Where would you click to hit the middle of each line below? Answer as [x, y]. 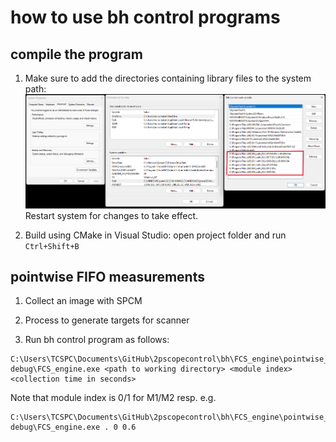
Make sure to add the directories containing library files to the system [168, 78]
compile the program [76, 54]
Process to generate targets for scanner [107, 320]
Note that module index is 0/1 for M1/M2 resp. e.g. [113, 398]
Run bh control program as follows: [97, 340]
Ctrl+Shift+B [52, 246]
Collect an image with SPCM [83, 301]
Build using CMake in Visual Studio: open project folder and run [155, 235]
